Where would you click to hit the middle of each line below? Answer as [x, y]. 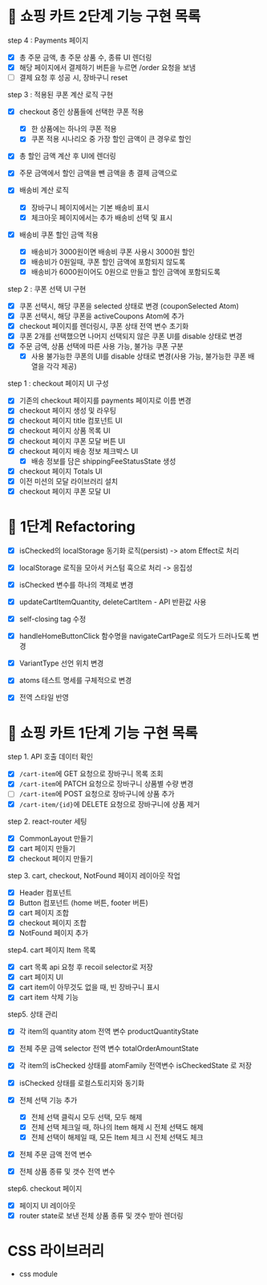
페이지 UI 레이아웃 [47, 1205]
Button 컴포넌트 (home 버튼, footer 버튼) [84, 902]
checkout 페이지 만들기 [56, 858]
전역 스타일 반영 [44, 698]
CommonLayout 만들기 [56, 838]
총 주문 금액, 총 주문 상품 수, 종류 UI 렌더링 [85, 57]
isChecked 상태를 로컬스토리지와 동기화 [82, 1082]
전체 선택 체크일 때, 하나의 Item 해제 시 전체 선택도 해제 [117, 1127]
